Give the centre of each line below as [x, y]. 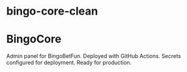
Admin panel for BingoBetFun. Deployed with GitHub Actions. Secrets [94, 56]
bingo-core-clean [52, 11]
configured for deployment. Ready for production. [69, 63]
